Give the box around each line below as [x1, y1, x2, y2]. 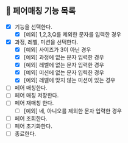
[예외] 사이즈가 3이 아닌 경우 [23, 46, 91, 53]
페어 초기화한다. [14, 122, 52, 130]
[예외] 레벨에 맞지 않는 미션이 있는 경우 [23, 77, 116, 84]
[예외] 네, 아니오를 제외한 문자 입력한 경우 [23, 107, 123, 114]
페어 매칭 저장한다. [14, 92, 59, 99]
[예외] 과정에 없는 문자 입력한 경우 [23, 54, 104, 61]
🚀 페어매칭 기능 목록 [5, 5, 76, 16]
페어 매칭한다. [14, 84, 48, 91]
